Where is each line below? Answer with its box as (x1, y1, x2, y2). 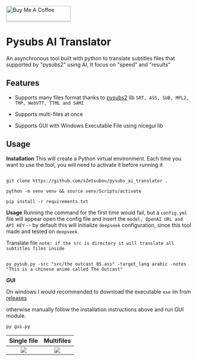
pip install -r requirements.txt (6, 198, 89, 204)
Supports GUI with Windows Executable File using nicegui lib (14, 122, 164, 129)
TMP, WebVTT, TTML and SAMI (14, 100, 84, 106)
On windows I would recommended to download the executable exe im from (6, 288, 191, 295)
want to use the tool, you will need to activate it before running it (6, 161, 163, 168)
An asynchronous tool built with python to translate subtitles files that (6, 54, 175, 62)
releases (6, 294, 27, 301)
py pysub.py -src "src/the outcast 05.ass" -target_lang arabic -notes (6, 261, 186, 267)
